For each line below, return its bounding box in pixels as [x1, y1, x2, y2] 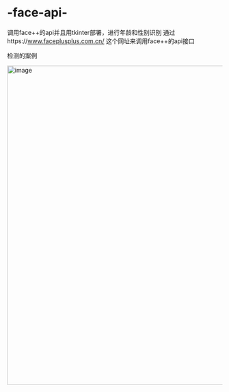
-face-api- [7, 5, 68, 21]
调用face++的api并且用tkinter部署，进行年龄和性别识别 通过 [7, 28, 176, 36]
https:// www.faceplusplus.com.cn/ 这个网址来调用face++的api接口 [7, 36, 195, 45]
